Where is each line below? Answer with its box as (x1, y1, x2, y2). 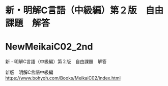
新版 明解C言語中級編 (5, 69, 53, 75)
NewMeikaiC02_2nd (5, 41, 93, 52)
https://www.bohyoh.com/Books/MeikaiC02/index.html (5, 75, 121, 81)
